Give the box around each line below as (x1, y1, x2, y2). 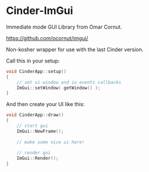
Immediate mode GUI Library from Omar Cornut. (6, 23, 123, 30)
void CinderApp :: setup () (6, 68, 67, 74)
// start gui (16, 123, 48, 129)
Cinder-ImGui (6, 4, 73, 17)
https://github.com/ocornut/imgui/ (6, 34, 89, 41)
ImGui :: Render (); (16, 156, 59, 162)
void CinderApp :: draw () (6, 112, 64, 118)
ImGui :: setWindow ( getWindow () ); (16, 85, 101, 91)
